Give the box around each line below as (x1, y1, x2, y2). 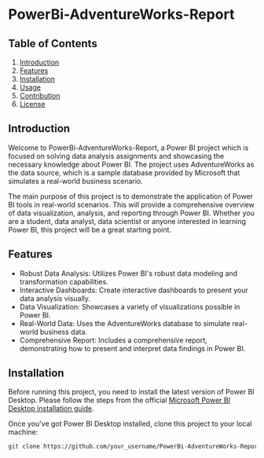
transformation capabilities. (19, 277, 108, 286)
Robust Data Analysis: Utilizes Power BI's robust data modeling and (19, 269, 238, 278)
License (19, 100, 46, 108)
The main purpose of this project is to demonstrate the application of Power (8, 191, 254, 201)
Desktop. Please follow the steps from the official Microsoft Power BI (8, 395, 230, 405)
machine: (8, 427, 38, 437)
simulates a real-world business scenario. (8, 176, 144, 185)
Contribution (19, 91, 60, 100)
